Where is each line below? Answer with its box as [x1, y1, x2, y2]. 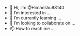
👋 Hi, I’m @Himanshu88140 [9, 5, 64, 10]
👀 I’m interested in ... [9, 10, 51, 16]
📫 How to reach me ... [9, 26, 55, 31]
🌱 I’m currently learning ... [9, 15, 62, 20]
